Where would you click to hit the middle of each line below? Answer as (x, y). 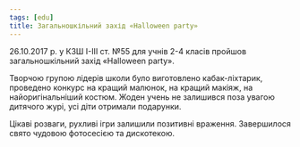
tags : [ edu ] (31, 17)
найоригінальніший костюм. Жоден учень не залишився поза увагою (142, 97)
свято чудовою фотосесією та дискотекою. (92, 133)
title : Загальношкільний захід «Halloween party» (104, 26)
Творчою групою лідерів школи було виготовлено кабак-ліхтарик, (136, 78)
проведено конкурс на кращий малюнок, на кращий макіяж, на (131, 87)
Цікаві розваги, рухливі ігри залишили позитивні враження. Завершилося (150, 123)
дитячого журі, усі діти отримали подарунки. (95, 106)
